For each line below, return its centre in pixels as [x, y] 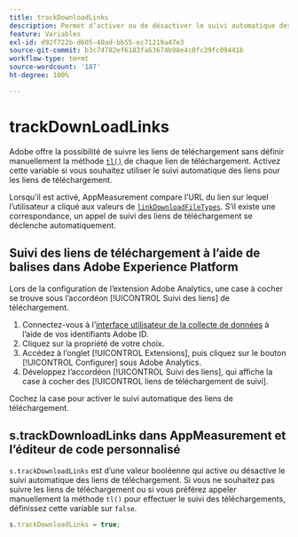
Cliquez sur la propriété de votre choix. [93, 344]
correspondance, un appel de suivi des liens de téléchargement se [131, 216]
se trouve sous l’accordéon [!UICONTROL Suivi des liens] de [120, 297]
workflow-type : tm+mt [49, 59]
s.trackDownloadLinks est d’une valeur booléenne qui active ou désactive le [147, 470]
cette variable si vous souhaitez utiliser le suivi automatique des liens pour [145, 170]
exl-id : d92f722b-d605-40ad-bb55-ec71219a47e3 [97, 42]
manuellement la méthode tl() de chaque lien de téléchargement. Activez [145, 161]
